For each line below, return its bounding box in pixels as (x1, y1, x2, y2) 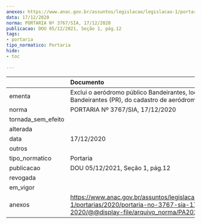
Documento (70, 78, 105, 86)
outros (9, 144, 28, 153)
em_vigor (9, 183, 35, 192)
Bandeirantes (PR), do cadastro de (70, 95, 167, 104)
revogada (9, 173, 36, 181)
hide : (6, 48, 20, 54)
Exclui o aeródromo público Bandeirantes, (70, 88, 187, 96)
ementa (9, 92, 31, 100)
